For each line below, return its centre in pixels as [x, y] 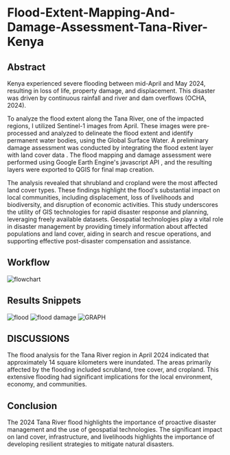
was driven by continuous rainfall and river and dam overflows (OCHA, [107, 98]
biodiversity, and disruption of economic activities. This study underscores [113, 205]
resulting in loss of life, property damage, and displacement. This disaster [111, 91]
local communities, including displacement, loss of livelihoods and [101, 197]
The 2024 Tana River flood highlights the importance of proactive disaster [112, 422]
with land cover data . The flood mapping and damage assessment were [109, 155]
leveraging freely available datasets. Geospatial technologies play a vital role [115, 219]
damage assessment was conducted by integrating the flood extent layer [111, 148]
